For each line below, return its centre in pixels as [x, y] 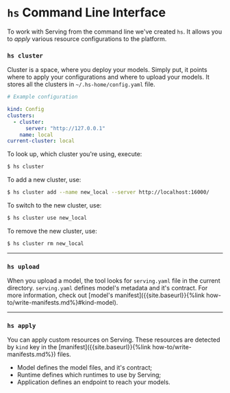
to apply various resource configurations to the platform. [87, 38]
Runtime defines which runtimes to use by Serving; [89, 375]
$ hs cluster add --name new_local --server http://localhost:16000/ [108, 192]
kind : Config [26, 110]
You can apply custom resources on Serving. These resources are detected [114, 340]
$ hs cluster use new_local [47, 218]
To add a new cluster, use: [44, 180]
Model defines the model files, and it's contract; [85, 368]
